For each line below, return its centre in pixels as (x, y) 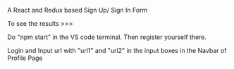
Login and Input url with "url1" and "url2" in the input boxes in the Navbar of (117, 51)
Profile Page (25, 58)
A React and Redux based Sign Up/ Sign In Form (78, 10)
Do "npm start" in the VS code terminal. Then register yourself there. (107, 37)
